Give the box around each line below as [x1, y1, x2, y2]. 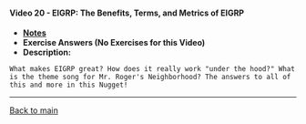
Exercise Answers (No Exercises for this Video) [22, 37, 206, 48]
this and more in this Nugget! [9, 80, 128, 90]
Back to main [9, 105, 59, 116]
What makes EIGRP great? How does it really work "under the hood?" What [9, 65, 296, 74]
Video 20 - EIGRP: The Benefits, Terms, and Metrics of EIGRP [9, 7, 244, 18]
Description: [22, 46, 71, 58]
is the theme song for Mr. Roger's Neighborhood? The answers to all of [9, 73, 291, 82]
